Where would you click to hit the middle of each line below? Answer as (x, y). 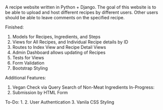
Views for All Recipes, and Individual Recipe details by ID (70, 42)
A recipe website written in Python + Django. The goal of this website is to (81, 7)
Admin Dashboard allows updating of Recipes (59, 52)
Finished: (14, 27)
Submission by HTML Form (40, 92)
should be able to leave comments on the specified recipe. (65, 18)
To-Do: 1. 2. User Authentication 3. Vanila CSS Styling (60, 102)
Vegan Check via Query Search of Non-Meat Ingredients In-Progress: (83, 87)
